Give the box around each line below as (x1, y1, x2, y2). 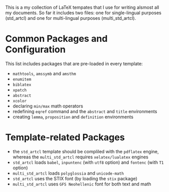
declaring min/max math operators (12, 103, 83, 109)
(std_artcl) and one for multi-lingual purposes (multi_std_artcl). (5, 15, 136, 21)
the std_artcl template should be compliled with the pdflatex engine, (12, 148, 159, 154)
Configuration (5, 44, 66, 56)
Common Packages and (5, 33, 108, 45)
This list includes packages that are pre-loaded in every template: (5, 61, 143, 67)
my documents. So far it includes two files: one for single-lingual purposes (5, 10, 162, 16)
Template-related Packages (5, 132, 125, 143)
